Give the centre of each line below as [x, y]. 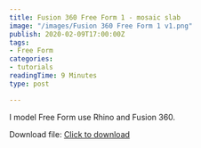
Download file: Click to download [70, 134]
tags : [19, 42]
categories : [31, 59]
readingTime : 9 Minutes [53, 76]
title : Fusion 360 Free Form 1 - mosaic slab [95, 17]
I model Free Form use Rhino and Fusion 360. [92, 117]
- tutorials [31, 68]
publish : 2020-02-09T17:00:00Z [67, 34]
